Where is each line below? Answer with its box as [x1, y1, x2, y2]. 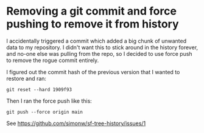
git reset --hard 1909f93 [6, 86, 72, 92]
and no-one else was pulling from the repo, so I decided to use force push [6, 50, 193, 57]
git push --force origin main [6, 109, 83, 115]
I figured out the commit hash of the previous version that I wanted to [6, 68, 180, 75]
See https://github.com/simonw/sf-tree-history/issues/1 [6, 120, 146, 127]
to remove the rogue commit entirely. [6, 56, 99, 64]
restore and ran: [6, 75, 47, 82]
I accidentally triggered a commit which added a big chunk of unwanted [6, 37, 187, 44]
